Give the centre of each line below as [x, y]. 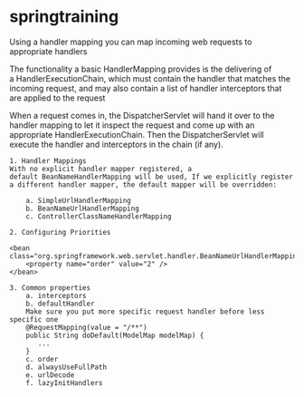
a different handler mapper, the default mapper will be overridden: [143, 184]
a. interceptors [57, 295]
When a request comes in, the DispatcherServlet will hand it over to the [142, 115]
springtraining [64, 17]
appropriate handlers [48, 51]
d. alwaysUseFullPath [66, 367]
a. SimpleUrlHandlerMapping [78, 200]
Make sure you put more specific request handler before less [145, 311]
